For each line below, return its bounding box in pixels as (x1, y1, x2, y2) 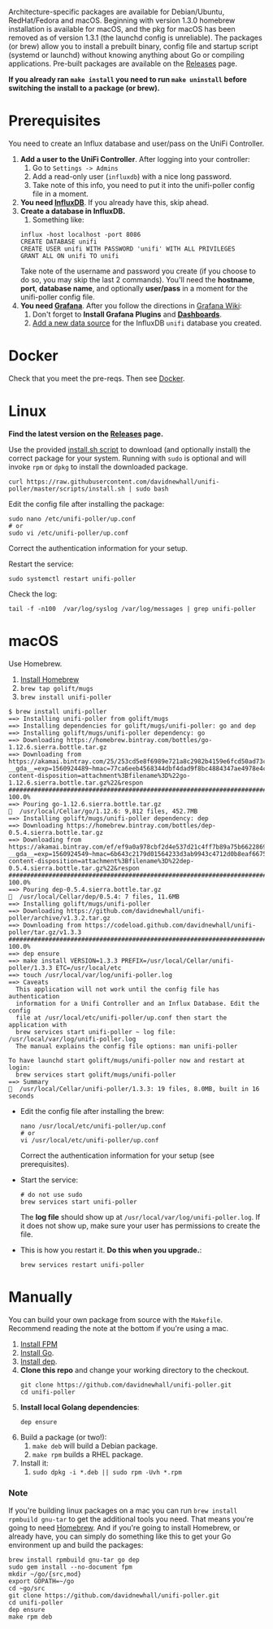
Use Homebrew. (8, 658, 63, 668)
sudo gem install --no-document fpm (8, 1562, 132, 1571)
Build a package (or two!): (19, 1432, 107, 1442)
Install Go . (19, 1347, 54, 1357)
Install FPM (19, 1339, 58, 1349)
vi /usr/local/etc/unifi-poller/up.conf (19, 1136, 159, 1144)
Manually (8, 1287, 73, 1306)
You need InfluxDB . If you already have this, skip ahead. (19, 197, 209, 207)
